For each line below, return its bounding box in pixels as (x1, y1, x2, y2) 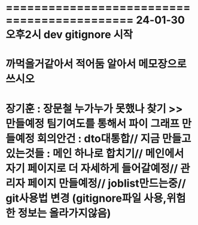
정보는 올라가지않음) (17, 206, 111, 220)
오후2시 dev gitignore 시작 (5, 28, 133, 42)
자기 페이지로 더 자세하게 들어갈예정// (5, 162, 178, 175)
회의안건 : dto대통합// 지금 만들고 (36, 132, 191, 145)
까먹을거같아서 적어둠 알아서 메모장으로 (5, 57, 187, 71)
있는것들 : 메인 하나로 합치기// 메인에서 (5, 147, 184, 160)
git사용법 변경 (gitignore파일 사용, (5, 192, 167, 205)
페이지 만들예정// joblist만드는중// (27, 177, 186, 190)
